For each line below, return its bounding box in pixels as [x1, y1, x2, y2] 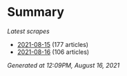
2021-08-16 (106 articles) [17, 48, 90, 56]
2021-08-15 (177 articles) [17, 40, 88, 48]
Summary [7, 4, 64, 20]
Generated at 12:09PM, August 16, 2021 [7, 61, 120, 69]
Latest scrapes [7, 27, 50, 35]
